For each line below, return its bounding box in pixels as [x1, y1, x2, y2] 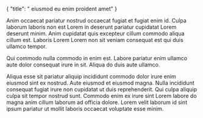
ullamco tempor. [6, 43, 47, 50]
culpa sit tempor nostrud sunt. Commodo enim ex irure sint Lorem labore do [6, 92, 197, 99]
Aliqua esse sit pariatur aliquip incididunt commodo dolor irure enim [6, 73, 177, 80]
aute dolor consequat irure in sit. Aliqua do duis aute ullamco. [6, 61, 160, 68]
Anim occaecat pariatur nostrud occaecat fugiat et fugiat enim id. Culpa [6, 17, 187, 24]
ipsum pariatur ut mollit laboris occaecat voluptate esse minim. [6, 105, 164, 112]
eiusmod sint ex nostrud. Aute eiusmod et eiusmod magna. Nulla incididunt [6, 79, 194, 86]
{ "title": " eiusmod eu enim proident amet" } [6, 5, 118, 12]
